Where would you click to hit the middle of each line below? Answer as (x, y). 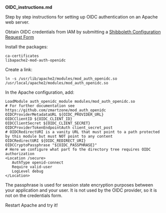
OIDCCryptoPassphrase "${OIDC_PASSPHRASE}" (51, 145)
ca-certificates (22, 56)
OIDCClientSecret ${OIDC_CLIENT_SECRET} (48, 123)
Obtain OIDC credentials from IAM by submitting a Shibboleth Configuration (83, 32)
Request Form (19, 37)
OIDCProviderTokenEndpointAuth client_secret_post (59, 128)
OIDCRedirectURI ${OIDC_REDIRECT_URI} (45, 141)
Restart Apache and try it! (31, 205)
